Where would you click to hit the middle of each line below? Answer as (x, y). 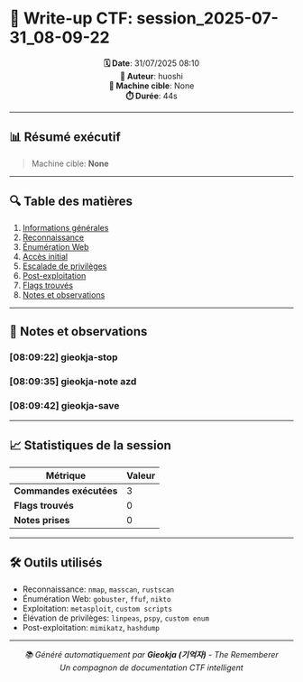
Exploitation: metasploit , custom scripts (97, 608)
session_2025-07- (208, 18)
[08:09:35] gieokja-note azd (73, 381)
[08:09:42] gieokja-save (64, 405)
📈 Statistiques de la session (90, 446)
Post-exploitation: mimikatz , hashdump (91, 627)
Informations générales (65, 227)
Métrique (66, 475)
